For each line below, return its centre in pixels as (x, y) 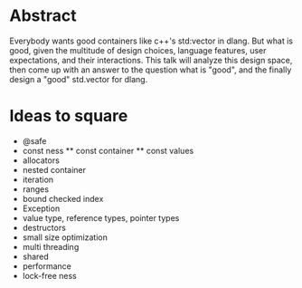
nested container (54, 169)
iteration (38, 179)
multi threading (51, 246)
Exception (41, 208)
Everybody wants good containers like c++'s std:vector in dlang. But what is (151, 41)
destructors (44, 227)
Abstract (43, 16)
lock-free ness (49, 275)
